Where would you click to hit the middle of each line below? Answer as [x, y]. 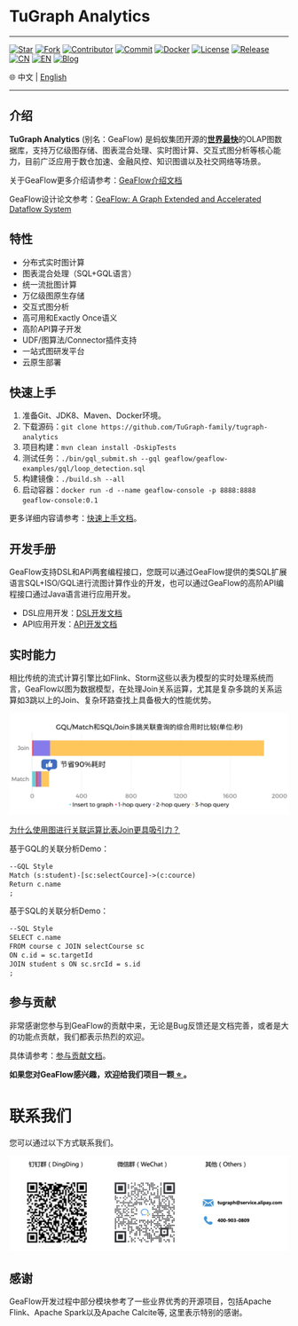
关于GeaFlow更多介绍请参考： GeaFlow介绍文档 [96, 180]
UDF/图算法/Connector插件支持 [79, 340]
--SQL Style [31, 929]
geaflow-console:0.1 [60, 501]
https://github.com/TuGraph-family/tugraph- [184, 428]
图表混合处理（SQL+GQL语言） [79, 273]
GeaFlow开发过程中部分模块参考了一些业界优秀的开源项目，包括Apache [141, 1301]
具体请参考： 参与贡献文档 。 [60, 1055]
